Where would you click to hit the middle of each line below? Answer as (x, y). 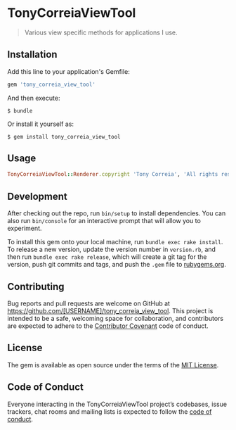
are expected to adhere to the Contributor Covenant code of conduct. (108, 326)
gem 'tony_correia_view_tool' (52, 84)
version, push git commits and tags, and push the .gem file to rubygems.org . (117, 265)
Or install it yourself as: (40, 124)
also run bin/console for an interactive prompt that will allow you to (104, 221)
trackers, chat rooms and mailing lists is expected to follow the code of (110, 411)
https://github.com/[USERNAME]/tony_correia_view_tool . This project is (110, 310)
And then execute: (34, 98)
